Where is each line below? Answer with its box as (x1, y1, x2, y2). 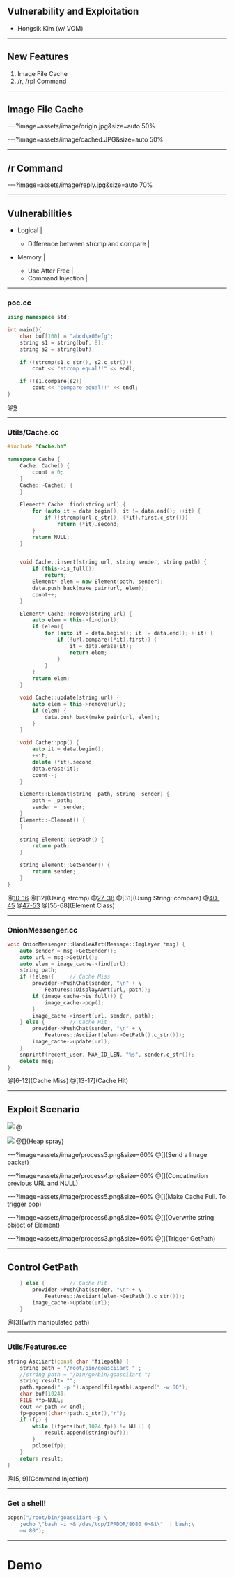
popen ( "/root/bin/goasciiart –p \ (7, 1514, 108, 1521)
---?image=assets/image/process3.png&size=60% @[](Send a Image (7, 1151, 208, 1159)
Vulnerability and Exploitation (7, 6, 139, 17)
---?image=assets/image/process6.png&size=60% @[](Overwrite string (7, 1214, 214, 1222)
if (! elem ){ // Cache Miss (19, 973, 111, 981)
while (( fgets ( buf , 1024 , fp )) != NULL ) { (32, 1423, 151, 1430)
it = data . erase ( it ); (69, 642, 132, 649)
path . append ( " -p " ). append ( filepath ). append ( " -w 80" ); (19, 1384, 189, 1391)
